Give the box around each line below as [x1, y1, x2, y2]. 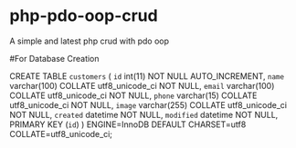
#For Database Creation [9, 53, 100, 64]
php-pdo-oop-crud [9, 5, 158, 26]
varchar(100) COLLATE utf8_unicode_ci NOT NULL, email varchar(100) [9, 80, 275, 91]
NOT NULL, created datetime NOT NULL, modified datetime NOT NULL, [9, 109, 279, 120]
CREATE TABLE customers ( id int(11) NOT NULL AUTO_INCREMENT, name [9, 70, 285, 82]
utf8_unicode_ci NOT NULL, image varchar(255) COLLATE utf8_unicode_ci [9, 99, 288, 110]
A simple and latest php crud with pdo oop [9, 35, 170, 46]
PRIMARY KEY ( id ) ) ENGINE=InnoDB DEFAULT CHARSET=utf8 [9, 119, 247, 130]
